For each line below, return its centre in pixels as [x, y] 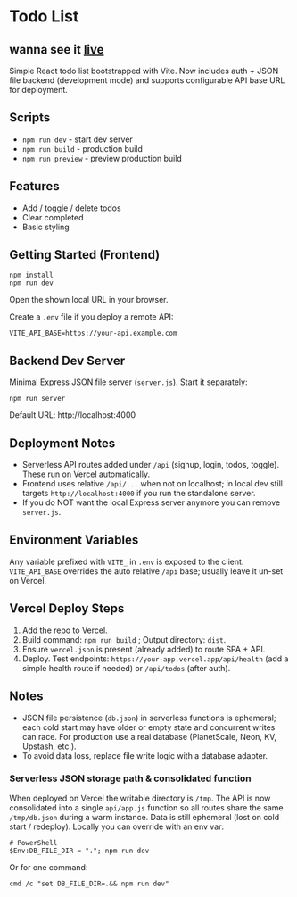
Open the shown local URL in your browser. [89, 300]
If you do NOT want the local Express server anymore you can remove [151, 502]
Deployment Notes [62, 443]
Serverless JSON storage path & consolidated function [130, 778]
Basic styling [45, 227]
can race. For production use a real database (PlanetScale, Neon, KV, [149, 736]
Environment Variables [74, 540]
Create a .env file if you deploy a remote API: [91, 317]
